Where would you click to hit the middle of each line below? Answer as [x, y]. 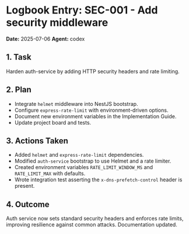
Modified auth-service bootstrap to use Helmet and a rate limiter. [93, 161]
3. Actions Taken [37, 141]
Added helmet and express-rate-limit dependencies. [79, 155]
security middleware [57, 23]
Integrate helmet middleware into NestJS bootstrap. [76, 104]
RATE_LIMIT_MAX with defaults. [50, 174]
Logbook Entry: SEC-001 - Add [82, 10]
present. [24, 186]
